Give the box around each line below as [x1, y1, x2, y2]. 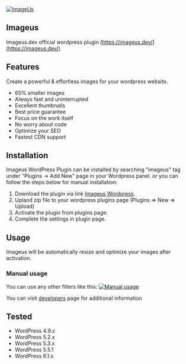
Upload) [14, 203, 35, 210]
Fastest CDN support [14, 133, 66, 141]
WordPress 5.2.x [14, 334, 55, 341]
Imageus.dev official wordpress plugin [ [6, 39, 103, 46]
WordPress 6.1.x [14, 353, 54, 360]
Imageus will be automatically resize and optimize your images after [6, 248, 171, 256]
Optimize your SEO [14, 127, 61, 134]
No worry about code [14, 120, 67, 127]
